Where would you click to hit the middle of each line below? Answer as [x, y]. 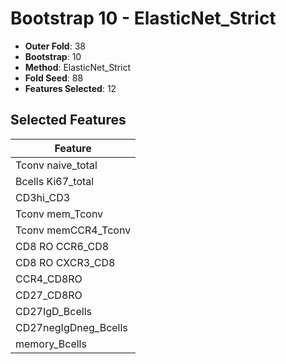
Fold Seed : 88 [54, 78]
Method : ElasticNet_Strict [78, 67]
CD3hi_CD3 [43, 197]
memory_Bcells [51, 344]
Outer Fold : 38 [55, 46]
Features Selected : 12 [70, 88]
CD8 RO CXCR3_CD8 [65, 262]
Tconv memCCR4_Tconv [73, 230]
